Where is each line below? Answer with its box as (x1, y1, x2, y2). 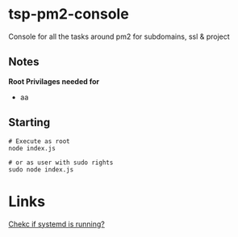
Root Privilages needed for (8, 76, 99, 86)
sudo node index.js (8, 165, 74, 174)
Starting (8, 116, 51, 129)
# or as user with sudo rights (8, 159, 114, 167)
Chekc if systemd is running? (8, 219, 105, 229)
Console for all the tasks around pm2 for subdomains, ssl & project (8, 32, 230, 41)
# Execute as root (8, 137, 70, 146)
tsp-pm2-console (8, 5, 129, 23)
